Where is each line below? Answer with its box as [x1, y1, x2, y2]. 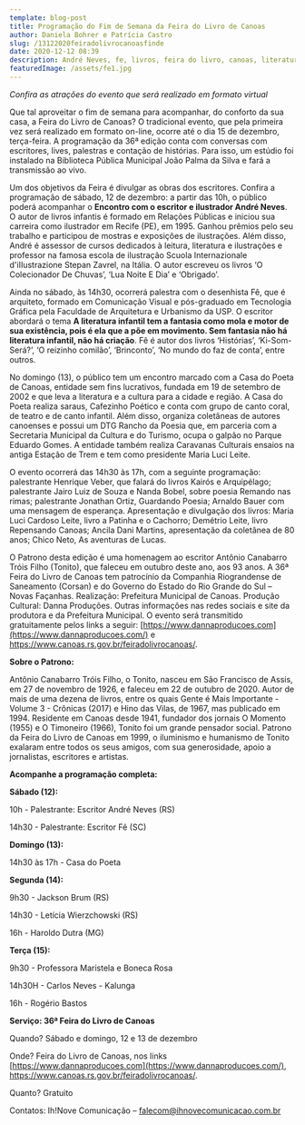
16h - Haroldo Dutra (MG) [9, 927, 104, 938]
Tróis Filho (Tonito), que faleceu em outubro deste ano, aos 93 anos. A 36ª [9, 561, 289, 572]
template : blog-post [9, 13, 88, 23]
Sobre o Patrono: [9, 656, 74, 667]
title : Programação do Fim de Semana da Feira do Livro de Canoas [9, 22, 266, 31]
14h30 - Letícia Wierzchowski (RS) [9, 910, 139, 921]
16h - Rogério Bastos [9, 997, 88, 1009]
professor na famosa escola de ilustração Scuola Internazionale [9, 249, 248, 260]
